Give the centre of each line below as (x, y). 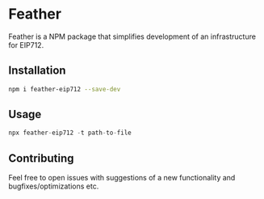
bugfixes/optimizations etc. (54, 186)
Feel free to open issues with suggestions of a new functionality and (122, 178)
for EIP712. (26, 44)
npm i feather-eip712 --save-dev (65, 89)
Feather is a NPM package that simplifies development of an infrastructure (132, 36)
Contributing (41, 158)
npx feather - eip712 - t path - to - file (70, 133)
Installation (37, 71)
